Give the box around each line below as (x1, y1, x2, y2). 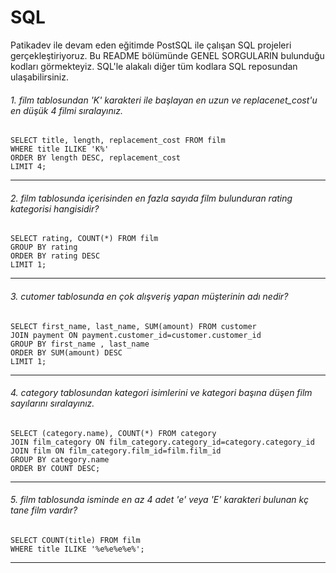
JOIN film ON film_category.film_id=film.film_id (10, 446, 222, 456)
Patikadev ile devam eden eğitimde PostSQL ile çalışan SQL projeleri (10, 39, 292, 51)
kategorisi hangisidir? (10, 202, 100, 215)
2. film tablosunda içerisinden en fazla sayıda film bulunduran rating (10, 192, 293, 204)
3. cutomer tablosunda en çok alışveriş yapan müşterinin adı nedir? (10, 290, 289, 302)
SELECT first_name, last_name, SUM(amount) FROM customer (10, 321, 257, 331)
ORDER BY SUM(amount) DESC (10, 347, 123, 358)
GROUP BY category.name (10, 454, 110, 465)
